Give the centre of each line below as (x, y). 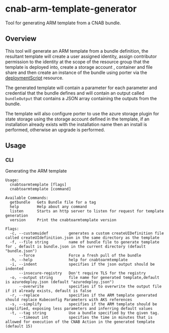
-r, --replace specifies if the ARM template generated (83, 296)
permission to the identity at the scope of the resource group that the (77, 62)
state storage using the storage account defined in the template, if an (77, 119)
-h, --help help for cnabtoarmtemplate (69, 260)
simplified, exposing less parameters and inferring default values (79, 309)
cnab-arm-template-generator (71, 9)
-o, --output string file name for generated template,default (85, 278)
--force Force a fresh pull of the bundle (80, 256)
